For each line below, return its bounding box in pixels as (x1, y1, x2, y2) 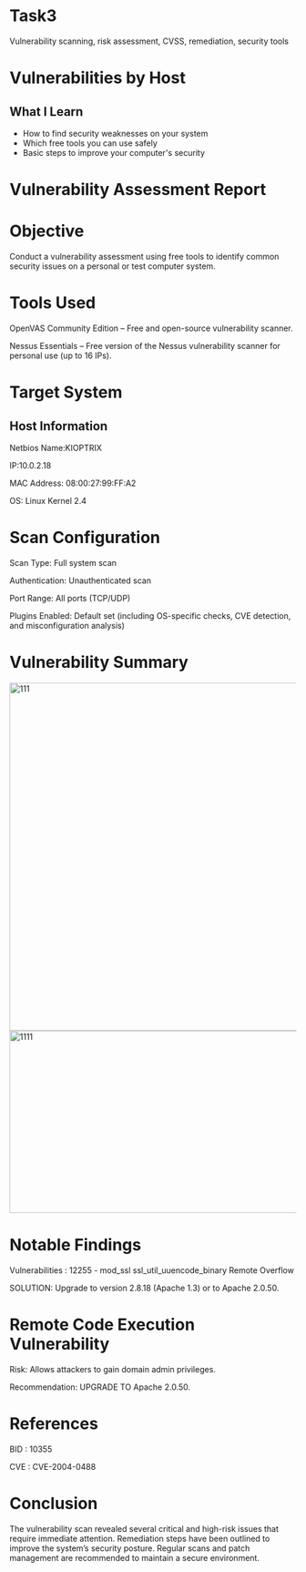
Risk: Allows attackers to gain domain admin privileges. (9, 1363, 217, 1374)
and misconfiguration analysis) (9, 620, 126, 631)
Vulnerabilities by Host (9, 67, 187, 88)
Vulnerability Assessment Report (9, 180, 267, 200)
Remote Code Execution (9, 1314, 196, 1335)
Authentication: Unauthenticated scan (9, 575, 152, 586)
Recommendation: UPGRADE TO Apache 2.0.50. (9, 1382, 191, 1392)
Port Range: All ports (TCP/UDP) (9, 592, 131, 603)
